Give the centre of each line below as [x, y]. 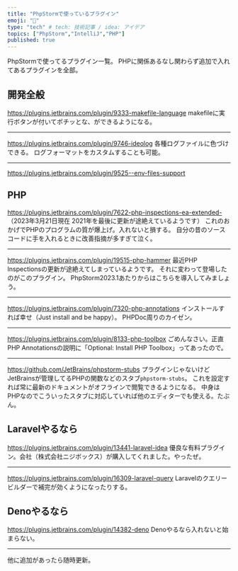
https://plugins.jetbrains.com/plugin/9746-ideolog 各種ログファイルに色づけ [118, 143]
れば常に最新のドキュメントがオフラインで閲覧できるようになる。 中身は [114, 387]
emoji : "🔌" [23, 21]
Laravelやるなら [42, 429]
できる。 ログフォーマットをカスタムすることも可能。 [86, 152]
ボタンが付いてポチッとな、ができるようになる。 [84, 122]
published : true [31, 40]
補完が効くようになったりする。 [85, 487]
